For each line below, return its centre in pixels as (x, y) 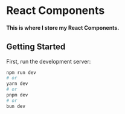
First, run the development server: (49, 61)
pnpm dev (17, 95)
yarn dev (17, 84)
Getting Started (36, 47)
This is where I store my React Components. (63, 27)
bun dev (16, 106)
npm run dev (21, 72)
